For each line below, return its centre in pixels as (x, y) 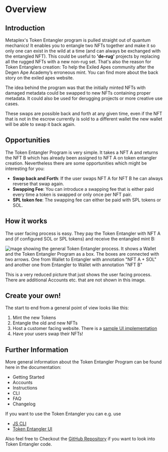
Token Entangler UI (32, 429)
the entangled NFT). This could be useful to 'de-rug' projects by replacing (82, 56)
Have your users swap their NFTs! (48, 334)
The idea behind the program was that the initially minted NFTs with (75, 88)
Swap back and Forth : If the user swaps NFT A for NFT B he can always (88, 178)
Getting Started (28, 377)
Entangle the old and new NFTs (45, 323)
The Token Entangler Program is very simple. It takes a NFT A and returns (82, 152)
